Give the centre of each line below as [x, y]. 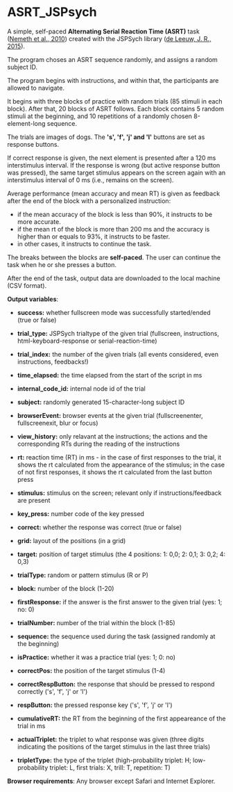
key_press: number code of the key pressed [80, 514]
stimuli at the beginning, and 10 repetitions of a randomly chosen [100, 116]
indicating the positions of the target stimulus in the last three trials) [114, 746]
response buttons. [33, 144]
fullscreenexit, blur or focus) [58, 423]
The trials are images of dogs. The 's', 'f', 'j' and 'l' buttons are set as [106, 137]
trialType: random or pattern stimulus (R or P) [83, 575]
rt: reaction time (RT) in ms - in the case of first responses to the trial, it [119, 457]
